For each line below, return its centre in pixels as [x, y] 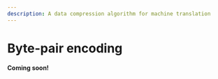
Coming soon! [28, 68]
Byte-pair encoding [65, 48]
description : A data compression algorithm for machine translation [109, 14]
